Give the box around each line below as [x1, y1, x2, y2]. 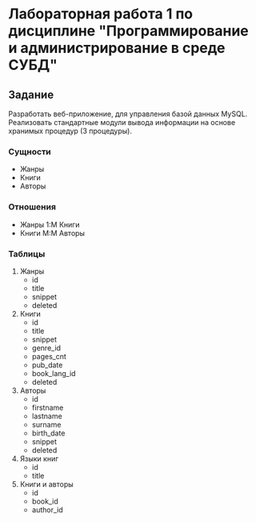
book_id [31, 496, 58, 506]
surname [31, 419, 62, 429]
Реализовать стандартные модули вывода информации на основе [8, 118, 236, 127]
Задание [8, 87, 54, 101]
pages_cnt [31, 351, 66, 361]
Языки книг [19, 454, 59, 463]
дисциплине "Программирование [8, 22, 250, 40]
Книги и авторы [19, 479, 74, 489]
